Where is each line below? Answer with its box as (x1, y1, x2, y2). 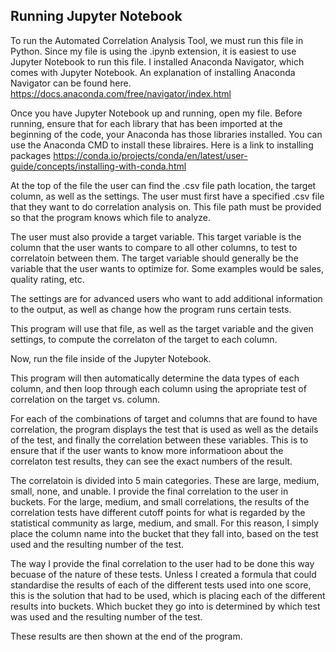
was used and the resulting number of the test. (10, 610, 203, 623)
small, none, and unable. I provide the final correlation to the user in (10, 485, 289, 497)
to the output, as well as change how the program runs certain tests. (10, 303, 292, 315)
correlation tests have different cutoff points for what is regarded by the (10, 506, 306, 518)
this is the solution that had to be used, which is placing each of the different (10, 589, 326, 601)
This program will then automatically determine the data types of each (10, 372, 300, 384)
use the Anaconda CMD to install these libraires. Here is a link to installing (10, 139, 314, 151)
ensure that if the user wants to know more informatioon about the (10, 444, 284, 456)
